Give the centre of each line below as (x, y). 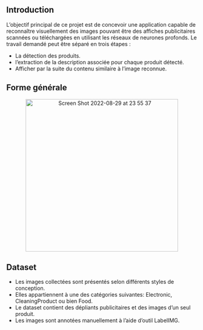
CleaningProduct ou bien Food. (54, 301)
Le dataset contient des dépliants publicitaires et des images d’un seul (103, 308)
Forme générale (37, 88)
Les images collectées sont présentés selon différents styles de (95, 282)
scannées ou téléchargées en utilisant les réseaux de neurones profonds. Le (101, 37)
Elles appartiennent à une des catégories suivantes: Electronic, (94, 295)
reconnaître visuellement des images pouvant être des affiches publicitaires (101, 31)
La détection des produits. (48, 56)
